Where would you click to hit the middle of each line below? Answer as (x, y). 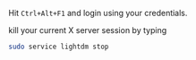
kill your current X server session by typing (88, 30)
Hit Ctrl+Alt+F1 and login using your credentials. (98, 13)
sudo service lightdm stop (59, 47)
